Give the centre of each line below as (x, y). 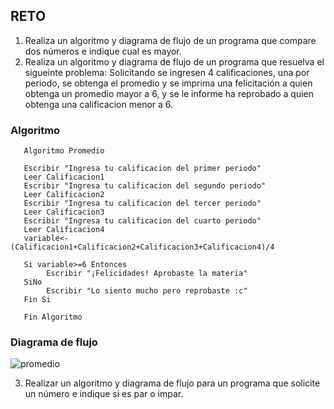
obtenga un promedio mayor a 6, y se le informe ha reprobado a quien (169, 93)
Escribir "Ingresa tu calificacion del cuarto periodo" (142, 221)
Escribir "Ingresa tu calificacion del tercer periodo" (142, 204)
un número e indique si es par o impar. (104, 394)
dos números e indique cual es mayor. (103, 51)
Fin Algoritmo (53, 317)
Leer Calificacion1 (64, 177)
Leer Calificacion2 (64, 195)
